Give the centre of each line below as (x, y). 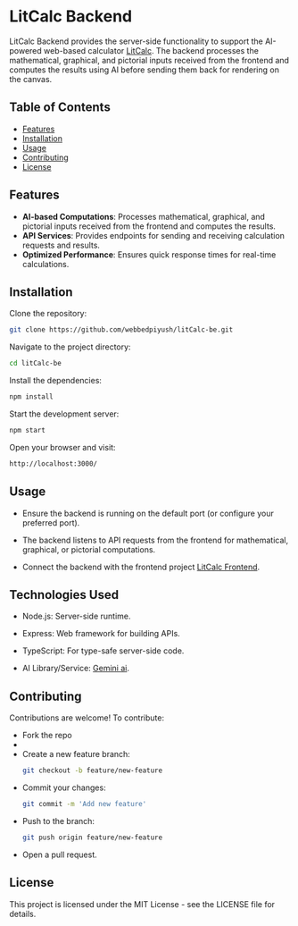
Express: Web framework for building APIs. (101, 634)
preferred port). (51, 522)
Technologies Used (64, 595)
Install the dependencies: (56, 381)
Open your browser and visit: (62, 447)
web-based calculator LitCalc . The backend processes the (151, 50)
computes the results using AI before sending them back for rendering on (144, 70)
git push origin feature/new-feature (92, 838)
